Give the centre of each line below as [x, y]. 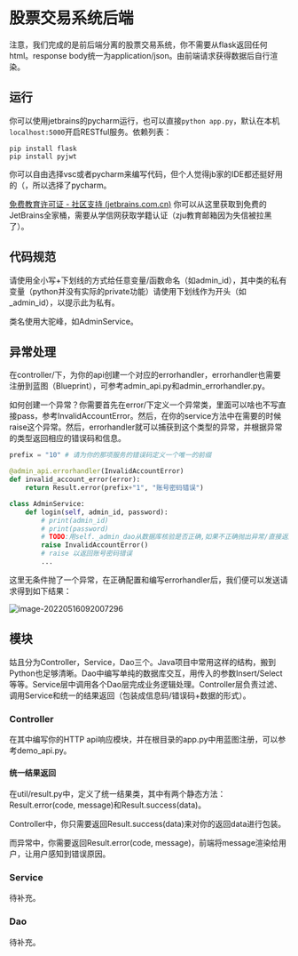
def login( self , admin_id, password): [97, 512]
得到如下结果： [44, 590]
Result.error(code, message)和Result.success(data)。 [108, 805]
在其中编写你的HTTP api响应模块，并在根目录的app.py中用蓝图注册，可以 [144, 739]
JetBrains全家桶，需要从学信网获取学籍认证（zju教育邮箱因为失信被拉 [137, 215]
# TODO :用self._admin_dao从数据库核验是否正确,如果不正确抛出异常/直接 [161, 537]
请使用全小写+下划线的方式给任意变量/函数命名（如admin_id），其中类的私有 [148, 280]
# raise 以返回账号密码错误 [87, 554]
